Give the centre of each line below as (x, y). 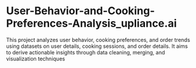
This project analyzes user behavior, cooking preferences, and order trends (98, 40)
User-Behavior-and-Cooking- (81, 11)
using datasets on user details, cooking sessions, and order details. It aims (97, 46)
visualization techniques (36, 59)
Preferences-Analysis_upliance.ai (91, 23)
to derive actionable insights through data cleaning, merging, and (86, 52)
